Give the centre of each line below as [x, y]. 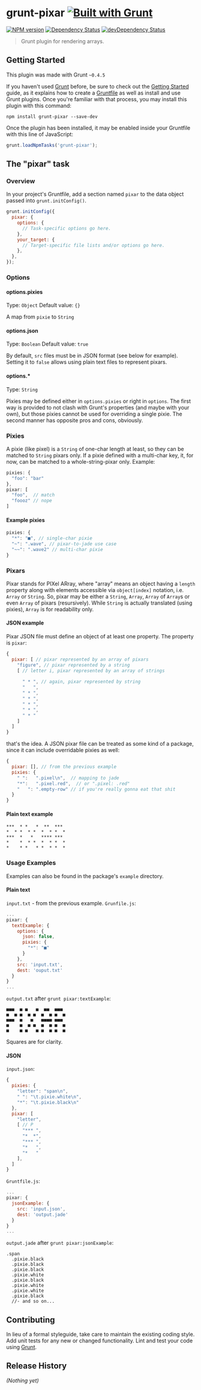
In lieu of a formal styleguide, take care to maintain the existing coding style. [100, 1335]
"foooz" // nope [32, 501]
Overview [21, 181]
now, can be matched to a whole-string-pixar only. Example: [81, 461]
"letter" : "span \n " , [43, 1091]
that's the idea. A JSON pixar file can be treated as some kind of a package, [100, 744]
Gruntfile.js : [23, 1181]
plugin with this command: [39, 105]
